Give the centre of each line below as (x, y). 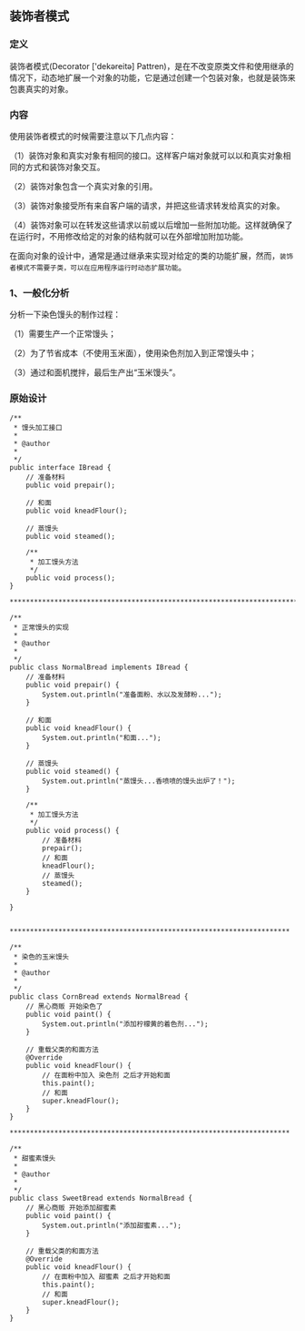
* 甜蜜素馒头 (34, 1158)
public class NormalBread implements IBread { (99, 667)
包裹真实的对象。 (41, 88)
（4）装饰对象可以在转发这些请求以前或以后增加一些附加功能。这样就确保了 (151, 225)
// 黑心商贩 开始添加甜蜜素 (71, 1208)
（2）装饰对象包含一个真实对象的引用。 (84, 186)
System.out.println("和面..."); (102, 737)
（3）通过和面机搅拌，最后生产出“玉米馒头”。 (95, 372)
